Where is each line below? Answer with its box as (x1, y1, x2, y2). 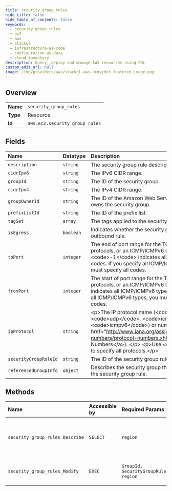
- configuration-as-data (10, 50, 63, 55)
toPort (8, 254, 24, 260)
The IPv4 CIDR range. (91, 186, 143, 193)
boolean (62, 229, 81, 235)
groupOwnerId (8, 198, 40, 204)
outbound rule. (91, 232, 126, 239)
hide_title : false (5, 12, 45, 17)
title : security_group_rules (5, 7, 68, 13)
